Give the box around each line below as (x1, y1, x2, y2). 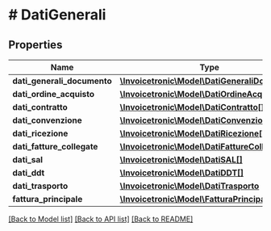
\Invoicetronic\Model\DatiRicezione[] (119, 128, 266, 139)
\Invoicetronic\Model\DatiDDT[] (119, 167, 244, 178)
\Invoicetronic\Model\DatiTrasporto (119, 180, 260, 191)
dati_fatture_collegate (12, 141, 98, 152)
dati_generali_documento (12, 75, 113, 86)
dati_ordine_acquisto (12, 89, 95, 99)
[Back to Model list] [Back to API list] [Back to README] (8, 214, 194, 224)
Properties (8, 38, 63, 52)
